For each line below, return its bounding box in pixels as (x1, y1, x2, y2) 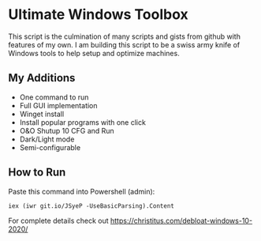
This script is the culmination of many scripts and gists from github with (8, 32, 240, 41)
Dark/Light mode (19, 134, 75, 144)
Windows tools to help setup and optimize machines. (8, 48, 180, 58)
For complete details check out (8, 216, 109, 225)
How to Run (8, 166, 66, 179)
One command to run (19, 92, 89, 102)
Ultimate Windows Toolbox (8, 6, 188, 24)
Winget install (19, 109, 65, 119)
